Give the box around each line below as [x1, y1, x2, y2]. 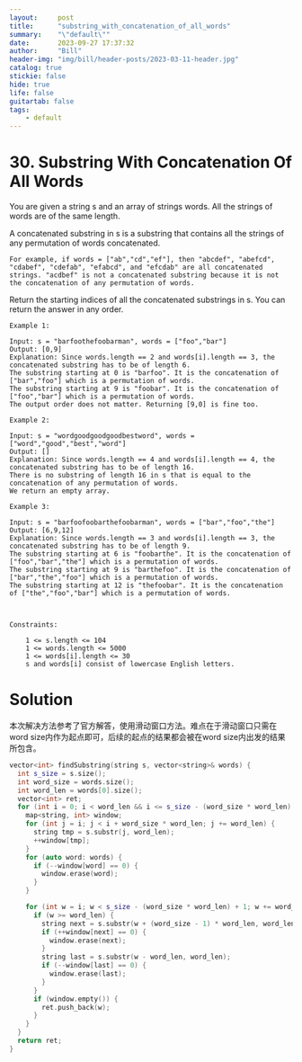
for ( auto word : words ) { [25, 852, 123, 861]
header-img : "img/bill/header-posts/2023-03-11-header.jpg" [9, 55, 240, 64]
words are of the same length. [9, 210, 120, 221]
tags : [9, 105, 30, 114]
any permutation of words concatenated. [9, 237, 161, 248]
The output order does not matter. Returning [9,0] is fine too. [9, 400, 259, 409]
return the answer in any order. [9, 304, 124, 315]
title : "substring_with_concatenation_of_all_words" [9, 22, 231, 31]
